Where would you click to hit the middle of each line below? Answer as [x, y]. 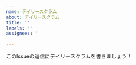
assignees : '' [24, 34]
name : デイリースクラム [31, 12]
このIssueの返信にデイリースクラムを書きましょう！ [69, 56]
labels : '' [19, 28]
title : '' [18, 22]
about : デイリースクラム [33, 17]
